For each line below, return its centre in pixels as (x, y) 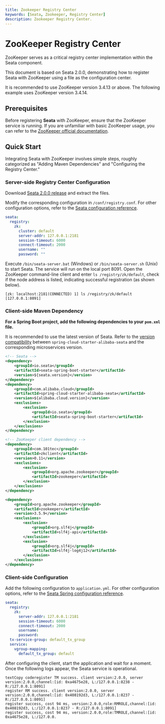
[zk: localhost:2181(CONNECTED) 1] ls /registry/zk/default (69, 294)
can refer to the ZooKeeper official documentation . (57, 131)
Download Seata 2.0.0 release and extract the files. (58, 193)
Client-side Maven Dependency (44, 311)
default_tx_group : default (46, 654)
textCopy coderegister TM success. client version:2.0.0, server (74, 678)
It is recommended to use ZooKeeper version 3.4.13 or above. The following (82, 87)
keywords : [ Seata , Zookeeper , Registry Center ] (55, 14)
